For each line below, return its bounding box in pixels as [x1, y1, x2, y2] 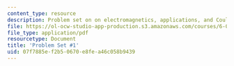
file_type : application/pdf [7, 29, 89, 36]
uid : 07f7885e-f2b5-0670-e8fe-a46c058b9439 [7, 49, 136, 56]
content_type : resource [7, 10, 77, 17]
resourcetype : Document [7, 36, 77, 43]
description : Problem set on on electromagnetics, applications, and [7, 16, 214, 23]
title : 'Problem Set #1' [7, 42, 79, 49]
